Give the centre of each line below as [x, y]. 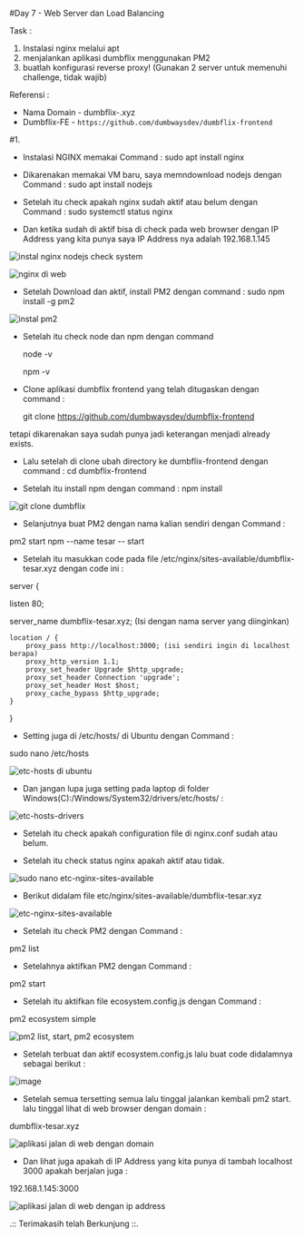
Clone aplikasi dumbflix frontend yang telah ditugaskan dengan [141, 389]
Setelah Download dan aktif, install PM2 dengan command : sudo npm [154, 291]
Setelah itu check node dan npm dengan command [118, 336]
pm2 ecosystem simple [53, 1019]
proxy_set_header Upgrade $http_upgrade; [105, 670]
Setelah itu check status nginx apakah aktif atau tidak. [123, 860]
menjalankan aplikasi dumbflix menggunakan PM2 [116, 58]
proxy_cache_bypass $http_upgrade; [93, 693]
